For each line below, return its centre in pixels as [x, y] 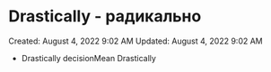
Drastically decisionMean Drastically [88, 58]
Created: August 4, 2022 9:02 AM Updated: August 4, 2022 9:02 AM [136, 41]
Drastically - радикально [105, 16]
